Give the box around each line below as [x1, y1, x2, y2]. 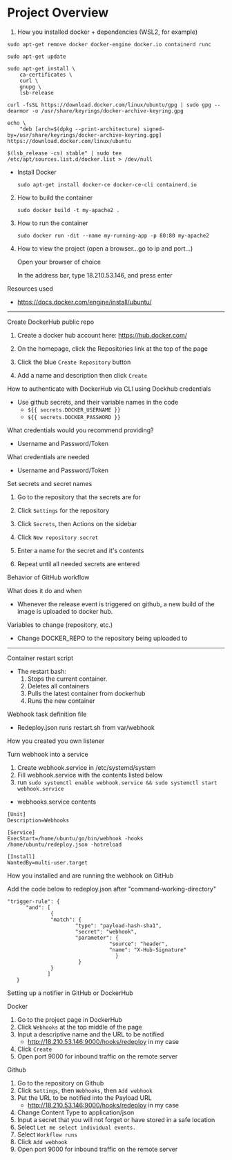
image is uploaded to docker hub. [17, 607, 113, 615]
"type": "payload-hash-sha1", [75, 922, 162, 929]
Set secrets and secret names [7, 479, 93, 487]
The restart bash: [17, 667, 67, 675]
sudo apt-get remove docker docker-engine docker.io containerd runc [7, 41, 212, 48]
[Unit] [7, 811, 26, 818]
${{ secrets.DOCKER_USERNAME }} [27, 406, 121, 414]
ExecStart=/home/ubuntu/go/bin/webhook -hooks [7, 835, 144, 842]
